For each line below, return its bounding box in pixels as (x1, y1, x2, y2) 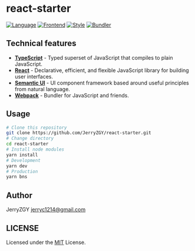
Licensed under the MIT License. (6, 239, 86, 246)
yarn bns (6, 174, 28, 180)
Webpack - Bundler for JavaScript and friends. (14, 92, 130, 99)
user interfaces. (14, 73, 53, 80)
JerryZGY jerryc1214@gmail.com (6, 206, 86, 213)
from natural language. (14, 85, 71, 93)
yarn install (6, 152, 38, 158)
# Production (6, 168, 38, 174)
